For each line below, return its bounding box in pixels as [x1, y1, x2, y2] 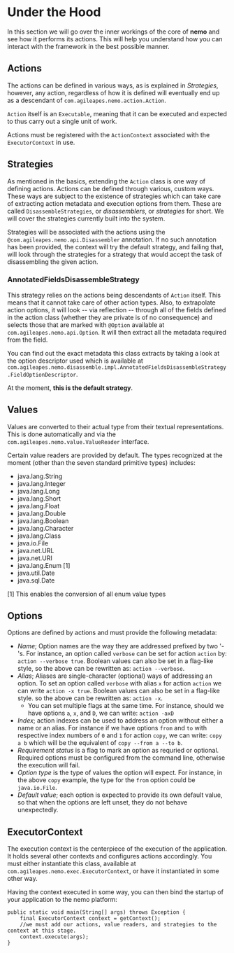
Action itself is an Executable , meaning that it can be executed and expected [7, 109, 227, 118]
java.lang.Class [17, 531, 61, 540]
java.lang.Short [17, 494, 61, 503]
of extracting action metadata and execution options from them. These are [7, 199, 221, 207]
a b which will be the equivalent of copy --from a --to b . [17, 739, 183, 747]
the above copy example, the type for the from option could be [17, 776, 196, 784]
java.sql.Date [17, 576, 55, 585]
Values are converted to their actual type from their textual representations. [7, 422, 224, 431]
